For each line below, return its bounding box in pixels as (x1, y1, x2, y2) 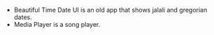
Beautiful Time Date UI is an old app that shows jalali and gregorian (13, 6, 208, 14)
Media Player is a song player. (13, 21, 101, 28)
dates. (13, 13, 33, 21)
